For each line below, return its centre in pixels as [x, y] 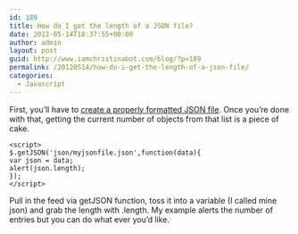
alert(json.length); [48, 168]
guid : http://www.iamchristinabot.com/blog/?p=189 [105, 59]
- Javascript [41, 84]
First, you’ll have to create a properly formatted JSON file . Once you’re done [149, 109]
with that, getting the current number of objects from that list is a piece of [144, 119]
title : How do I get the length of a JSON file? [101, 26]
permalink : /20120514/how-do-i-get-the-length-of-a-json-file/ [129, 68]
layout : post [33, 51]
